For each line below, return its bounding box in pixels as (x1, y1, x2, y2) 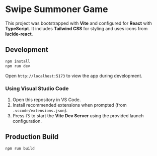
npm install (5, 59, 30, 64)
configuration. (12, 118, 42, 124)
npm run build (5, 146, 35, 151)
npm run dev (5, 63, 30, 68)
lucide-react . (5, 31, 33, 37)
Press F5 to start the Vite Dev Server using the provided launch (12, 112, 144, 119)
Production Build (5, 132, 59, 141)
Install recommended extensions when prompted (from (12, 102, 127, 108)
